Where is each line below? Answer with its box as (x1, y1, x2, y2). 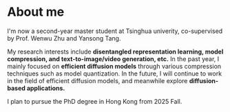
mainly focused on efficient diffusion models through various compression (7, 62, 222, 70)
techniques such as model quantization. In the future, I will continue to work (7, 69, 222, 78)
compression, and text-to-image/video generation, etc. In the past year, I (7, 54, 220, 63)
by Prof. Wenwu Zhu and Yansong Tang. (7, 34, 121, 42)
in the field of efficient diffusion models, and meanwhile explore (7, 76, 188, 85)
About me (7, 4, 65, 20)
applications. (26, 84, 65, 92)
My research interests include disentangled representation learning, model (7, 47, 224, 56)
